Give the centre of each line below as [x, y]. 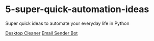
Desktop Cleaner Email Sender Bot [42, 33]
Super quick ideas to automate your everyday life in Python [67, 23]
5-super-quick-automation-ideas [77, 9]
